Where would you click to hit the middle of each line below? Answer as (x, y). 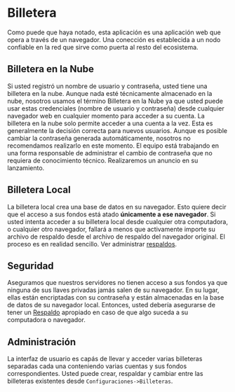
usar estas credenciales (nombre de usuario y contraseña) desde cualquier (116, 108)
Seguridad (31, 266)
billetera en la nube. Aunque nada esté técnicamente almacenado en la (110, 93)
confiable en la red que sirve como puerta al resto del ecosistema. (103, 47)
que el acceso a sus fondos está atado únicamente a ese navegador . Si (112, 214)
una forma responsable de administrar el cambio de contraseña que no (110, 153)
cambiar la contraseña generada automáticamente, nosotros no (99, 138)
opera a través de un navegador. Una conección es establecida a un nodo (114, 39)
